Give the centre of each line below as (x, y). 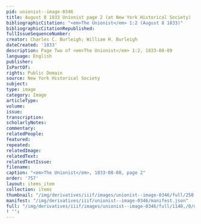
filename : (19, 167)
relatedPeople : (25, 134)
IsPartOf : (19, 67)
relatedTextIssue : (29, 162)
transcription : (25, 117)
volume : (16, 106)
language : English (29, 56)
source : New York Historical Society (53, 78)
